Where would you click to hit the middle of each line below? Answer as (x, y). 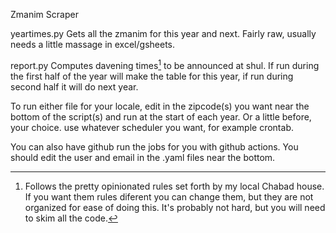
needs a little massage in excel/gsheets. (92, 44)
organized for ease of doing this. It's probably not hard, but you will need (175, 207)
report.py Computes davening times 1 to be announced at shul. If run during (165, 64)
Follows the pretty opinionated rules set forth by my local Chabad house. (174, 186)
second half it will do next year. (74, 86)
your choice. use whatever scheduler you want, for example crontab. (152, 127)
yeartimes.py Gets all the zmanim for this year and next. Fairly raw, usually (163, 33)
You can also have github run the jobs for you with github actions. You (154, 146)
